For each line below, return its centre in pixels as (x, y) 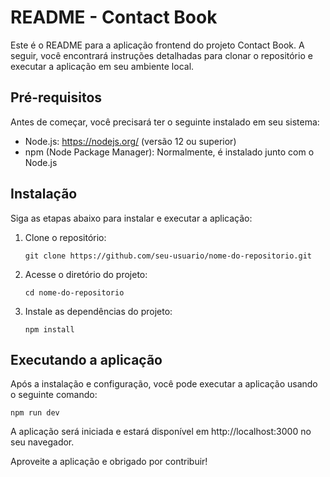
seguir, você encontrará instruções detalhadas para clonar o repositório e (161, 55)
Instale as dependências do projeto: (98, 311)
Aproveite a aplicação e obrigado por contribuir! (109, 462)
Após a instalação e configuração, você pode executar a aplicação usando (164, 384)
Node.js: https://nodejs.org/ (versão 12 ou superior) (130, 141)
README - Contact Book (114, 17)
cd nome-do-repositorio (74, 292)
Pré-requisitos (56, 97)
